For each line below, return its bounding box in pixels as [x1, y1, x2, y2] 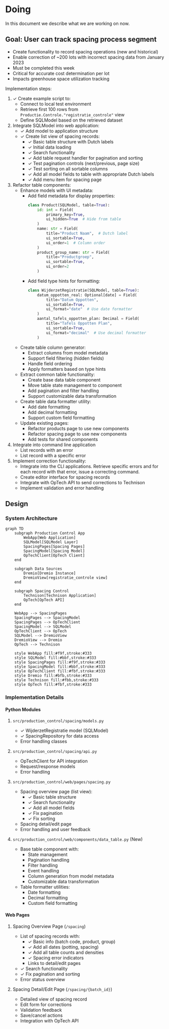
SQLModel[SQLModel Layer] [23, 540, 79, 545]
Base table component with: [20, 846, 79, 852]
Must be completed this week [12, 65, 75, 71]
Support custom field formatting [27, 415, 95, 421]
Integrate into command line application [12, 442, 96, 448]
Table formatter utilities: [20, 884, 70, 890]
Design [5, 499, 28, 508]
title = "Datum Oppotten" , [46, 297, 99, 302]
